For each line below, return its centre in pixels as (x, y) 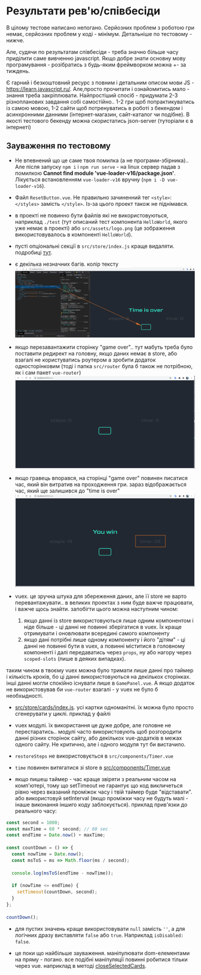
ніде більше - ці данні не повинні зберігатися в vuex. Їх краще (103, 627)
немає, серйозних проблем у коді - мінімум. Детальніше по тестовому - (99, 34)
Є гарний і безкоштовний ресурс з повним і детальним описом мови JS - (100, 83)
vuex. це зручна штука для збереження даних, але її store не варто (101, 596)
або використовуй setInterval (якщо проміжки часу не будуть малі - (101, 798)
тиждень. (18, 71)
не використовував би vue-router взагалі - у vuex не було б (82, 689)
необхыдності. (25, 695)
